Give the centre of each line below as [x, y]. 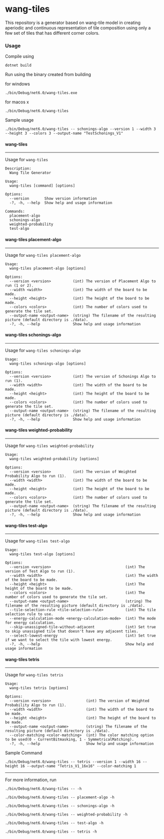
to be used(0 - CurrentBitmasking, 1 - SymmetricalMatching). [70, 740]
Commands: [15, 212]
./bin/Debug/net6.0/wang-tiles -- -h [43, 789]
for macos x [17, 102]
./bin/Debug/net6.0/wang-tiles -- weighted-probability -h [66, 814]
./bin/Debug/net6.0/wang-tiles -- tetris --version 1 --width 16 [73, 762]
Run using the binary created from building [48, 74]
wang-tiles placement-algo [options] [48, 268]
